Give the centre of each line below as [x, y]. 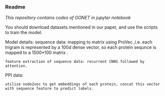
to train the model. [24, 33]
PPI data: [14, 75]
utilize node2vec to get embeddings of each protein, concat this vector [83, 84]
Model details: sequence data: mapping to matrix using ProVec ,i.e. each [79, 42]
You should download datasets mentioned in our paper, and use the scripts [82, 27]
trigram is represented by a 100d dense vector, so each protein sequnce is [81, 48]
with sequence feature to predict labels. [49, 89]
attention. [16, 66]
